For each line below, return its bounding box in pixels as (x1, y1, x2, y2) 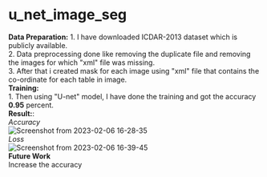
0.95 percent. (8, 100, 55, 110)
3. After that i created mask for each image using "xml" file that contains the (8, 66, 260, 75)
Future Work (8, 151, 51, 161)
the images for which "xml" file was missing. (8, 58, 155, 67)
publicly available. (8, 40, 68, 50)
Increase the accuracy (8, 159, 83, 169)
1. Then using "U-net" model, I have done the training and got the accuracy (8, 91, 257, 101)
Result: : (8, 108, 34, 118)
